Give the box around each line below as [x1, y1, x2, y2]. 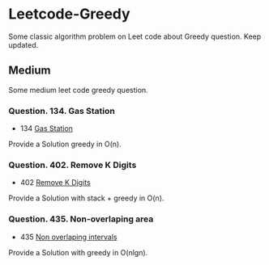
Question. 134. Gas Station [8, 105, 115, 116]
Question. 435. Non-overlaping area [8, 213, 154, 225]
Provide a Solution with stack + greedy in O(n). [8, 193, 164, 203]
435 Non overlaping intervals [19, 232, 117, 242]
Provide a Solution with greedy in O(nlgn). [8, 247, 148, 257]
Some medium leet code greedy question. [8, 85, 148, 95]
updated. [8, 40, 39, 49]
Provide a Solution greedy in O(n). [8, 139, 122, 149]
